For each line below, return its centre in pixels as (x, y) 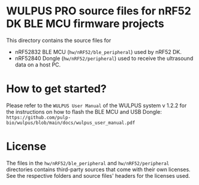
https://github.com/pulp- (38, 117)
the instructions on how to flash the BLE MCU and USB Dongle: (84, 111)
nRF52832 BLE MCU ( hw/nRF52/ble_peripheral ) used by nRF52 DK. (98, 51)
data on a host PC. (38, 65)
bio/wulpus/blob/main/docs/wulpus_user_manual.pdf (71, 123)
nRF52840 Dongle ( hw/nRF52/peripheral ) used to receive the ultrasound (104, 58)
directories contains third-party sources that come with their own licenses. (98, 169)
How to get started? (56, 89)
